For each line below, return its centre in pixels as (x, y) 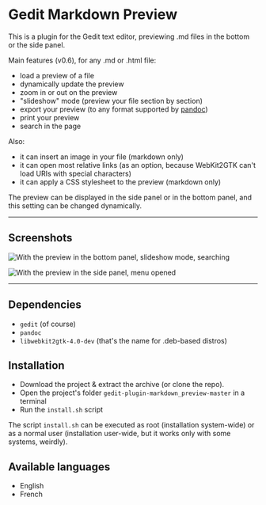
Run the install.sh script (61, 410)
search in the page (50, 126)
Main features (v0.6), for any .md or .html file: (82, 60)
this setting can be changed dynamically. (75, 205)
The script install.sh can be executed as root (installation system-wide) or (131, 425)
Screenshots (40, 238)
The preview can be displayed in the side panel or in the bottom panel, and (130, 197)
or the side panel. (37, 44)
